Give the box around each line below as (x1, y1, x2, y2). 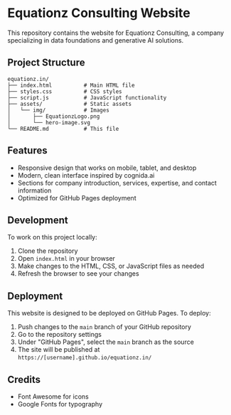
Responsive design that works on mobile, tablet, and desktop (17, 163, 197, 172)
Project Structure (7, 57, 85, 69)
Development (7, 214, 69, 226)
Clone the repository (17, 247, 78, 255)
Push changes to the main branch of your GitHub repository (17, 323, 192, 331)
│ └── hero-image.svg (7, 119, 91, 126)
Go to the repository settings (17, 330, 102, 339)
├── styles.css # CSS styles (7, 87, 122, 95)
